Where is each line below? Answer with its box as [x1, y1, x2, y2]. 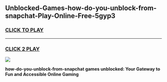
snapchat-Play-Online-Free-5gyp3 [5, 12, 116, 20]
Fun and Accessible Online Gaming [5, 71, 79, 77]
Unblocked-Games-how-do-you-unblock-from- [5, 4, 157, 12]
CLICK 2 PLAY [5, 45, 40, 52]
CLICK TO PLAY [5, 27, 44, 34]
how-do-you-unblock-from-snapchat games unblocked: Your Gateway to [5, 66, 161, 72]
